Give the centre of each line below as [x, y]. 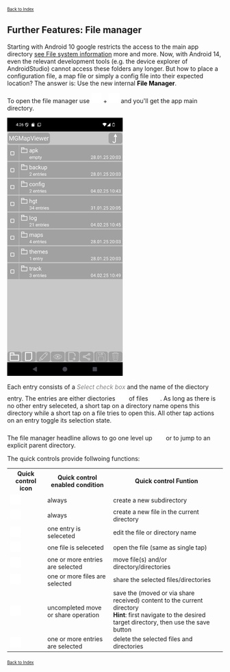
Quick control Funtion [166, 481]
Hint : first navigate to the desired [159, 615]
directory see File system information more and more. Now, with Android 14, [114, 54]
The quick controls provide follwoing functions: [74, 458]
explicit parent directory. [42, 445]
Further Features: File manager [75, 30]
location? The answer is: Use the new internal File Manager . [92, 83]
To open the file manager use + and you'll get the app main [102, 100]
